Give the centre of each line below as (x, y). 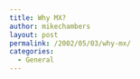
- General (36, 60)
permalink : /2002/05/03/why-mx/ (70, 43)
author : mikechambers (50, 26)
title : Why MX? (38, 18)
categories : (32, 52)
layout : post (34, 35)
